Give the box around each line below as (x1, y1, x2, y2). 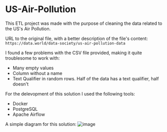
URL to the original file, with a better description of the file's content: (5, 35, 148, 41)
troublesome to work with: (5, 55, 60, 61)
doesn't (12, 81, 29, 87)
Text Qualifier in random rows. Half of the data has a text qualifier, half (12, 75, 159, 81)
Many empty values (12, 65, 54, 71)
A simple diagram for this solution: (5, 121, 77, 127)
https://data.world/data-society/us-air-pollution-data (5, 40, 126, 46)
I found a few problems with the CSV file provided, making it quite (5, 50, 143, 56)
